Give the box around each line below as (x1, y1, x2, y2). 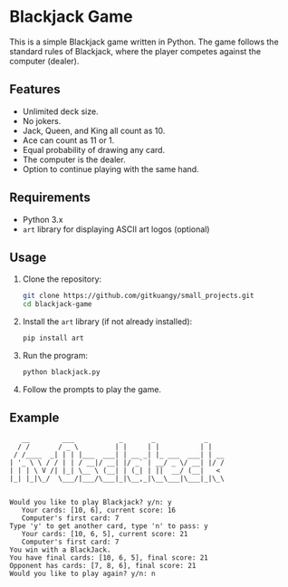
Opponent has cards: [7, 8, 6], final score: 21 (9, 561, 197, 570)
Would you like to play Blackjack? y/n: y (9, 497, 172, 506)
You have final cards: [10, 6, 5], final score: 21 (9, 553, 208, 563)
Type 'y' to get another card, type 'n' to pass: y (9, 521, 208, 531)
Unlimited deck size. (22, 106, 99, 117)
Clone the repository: (22, 274, 102, 284)
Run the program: (22, 351, 89, 361)
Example (9, 410, 60, 426)
